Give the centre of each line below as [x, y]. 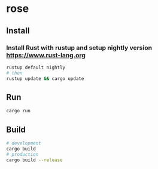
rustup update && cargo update [45, 79]
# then [14, 73]
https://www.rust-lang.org [46, 55]
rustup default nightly [36, 67]
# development [24, 143]
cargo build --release [34, 160]
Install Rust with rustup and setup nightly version [79, 48]
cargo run [19, 111]
